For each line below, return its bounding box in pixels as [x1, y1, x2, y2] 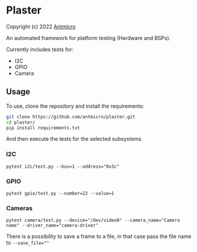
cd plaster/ [6, 119, 35, 125]
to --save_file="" [6, 239, 50, 246]
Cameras [6, 204, 33, 212]
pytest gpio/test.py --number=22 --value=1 [6, 190, 115, 196]
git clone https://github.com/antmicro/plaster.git [6, 114, 135, 120]
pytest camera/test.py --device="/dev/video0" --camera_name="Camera [6, 217, 181, 224]
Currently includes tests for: [6, 45, 74, 53]
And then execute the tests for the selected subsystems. [6, 135, 143, 142]
